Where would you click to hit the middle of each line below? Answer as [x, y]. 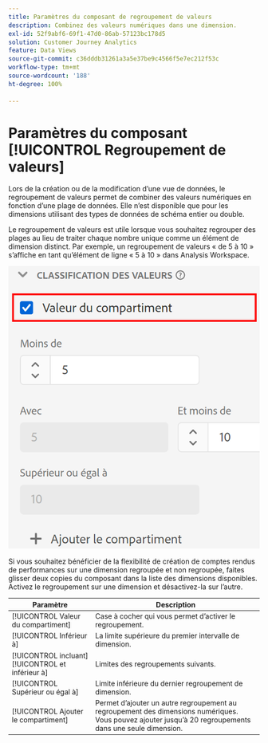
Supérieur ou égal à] [45, 692]
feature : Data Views [43, 51]
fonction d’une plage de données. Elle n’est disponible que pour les [118, 206]
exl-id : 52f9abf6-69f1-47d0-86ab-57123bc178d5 [87, 33]
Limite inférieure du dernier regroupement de [169, 683]
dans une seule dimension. [139, 729]
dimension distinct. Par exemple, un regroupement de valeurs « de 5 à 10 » [131, 246]
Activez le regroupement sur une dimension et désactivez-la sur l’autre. [126, 587]
